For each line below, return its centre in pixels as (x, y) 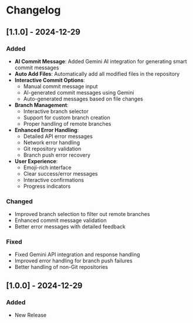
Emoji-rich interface (47, 167)
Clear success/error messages (60, 173)
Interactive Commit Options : (50, 80)
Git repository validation (52, 149)
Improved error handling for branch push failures (74, 261)
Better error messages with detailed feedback (70, 227)
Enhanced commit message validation (60, 220)
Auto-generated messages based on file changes (83, 99)
